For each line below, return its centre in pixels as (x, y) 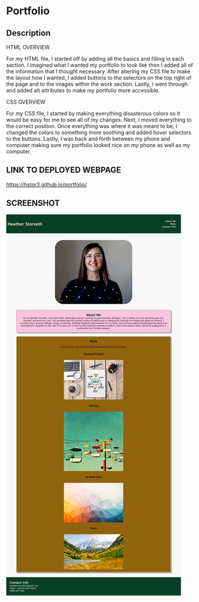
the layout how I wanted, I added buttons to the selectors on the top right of (99, 78)
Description (28, 33)
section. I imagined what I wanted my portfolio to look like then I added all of (100, 65)
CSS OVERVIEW (26, 102)
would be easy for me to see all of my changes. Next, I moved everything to (99, 120)
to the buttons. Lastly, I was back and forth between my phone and (88, 139)
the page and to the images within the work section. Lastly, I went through (97, 84)
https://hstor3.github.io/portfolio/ (47, 184)
